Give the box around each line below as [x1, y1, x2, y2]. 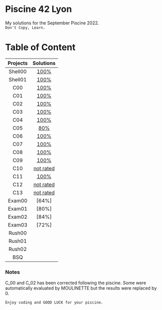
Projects [7, 60, 28, 67]
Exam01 [8, 205, 28, 212]
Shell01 [8, 76, 27, 83]
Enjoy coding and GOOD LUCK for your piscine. [5, 300, 103, 305]
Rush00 [8, 230, 27, 236]
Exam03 [8, 221, 28, 228]
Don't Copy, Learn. [5, 25, 46, 30]
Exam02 [8, 213, 28, 220]
